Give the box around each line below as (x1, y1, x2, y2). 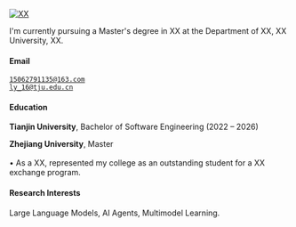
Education (9, 101, 48, 112)
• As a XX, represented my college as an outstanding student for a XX (9, 158, 265, 168)
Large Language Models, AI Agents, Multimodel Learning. (9, 207, 220, 218)
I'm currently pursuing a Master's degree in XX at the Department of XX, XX (9, 26, 287, 36)
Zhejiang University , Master (9, 139, 114, 150)
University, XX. (9, 36, 64, 45)
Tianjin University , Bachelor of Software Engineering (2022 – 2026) (9, 121, 260, 133)
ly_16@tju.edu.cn (9, 83, 74, 93)
